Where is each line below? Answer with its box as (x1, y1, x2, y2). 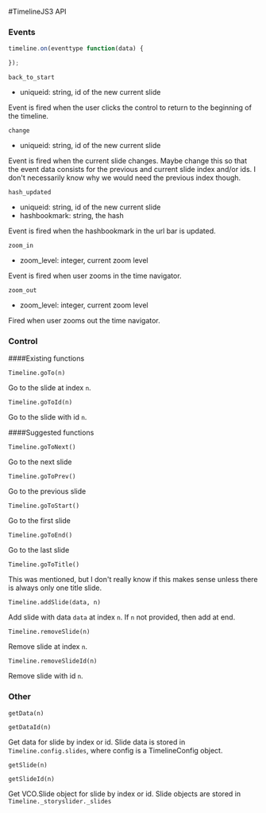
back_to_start (8, 73, 56, 82)
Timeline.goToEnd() (8, 531, 73, 540)
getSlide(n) (8, 760, 48, 769)
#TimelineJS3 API (8, 7, 67, 16)
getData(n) (8, 709, 44, 717)
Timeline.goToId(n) (8, 398, 73, 407)
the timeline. (8, 111, 49, 121)
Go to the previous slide (8, 487, 87, 496)
